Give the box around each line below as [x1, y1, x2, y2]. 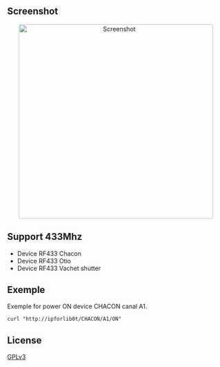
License [7, 335, 42, 346]
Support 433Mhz [7, 231, 83, 243]
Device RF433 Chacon [17, 249, 81, 258]
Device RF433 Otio [17, 256, 71, 265]
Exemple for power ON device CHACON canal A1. [7, 302, 148, 310]
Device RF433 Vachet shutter [17, 264, 101, 272]
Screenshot [7, 6, 59, 17]
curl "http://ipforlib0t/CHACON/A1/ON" [7, 316, 122, 323]
